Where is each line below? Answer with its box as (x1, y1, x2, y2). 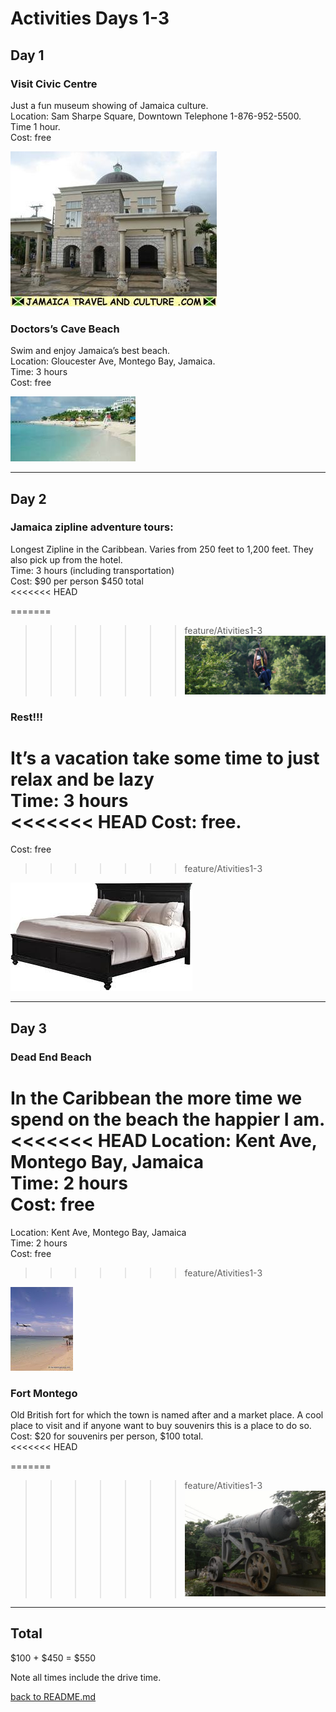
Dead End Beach (10, 1050, 92, 1064)
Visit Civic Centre (10, 77, 98, 91)
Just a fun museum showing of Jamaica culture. (10, 99, 209, 111)
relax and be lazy (10, 768, 155, 791)
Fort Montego (10, 1386, 78, 1400)
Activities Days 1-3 (10, 7, 170, 30)
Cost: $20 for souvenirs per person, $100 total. (10, 1430, 204, 1442)
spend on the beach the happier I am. (10, 1108, 326, 1131)
